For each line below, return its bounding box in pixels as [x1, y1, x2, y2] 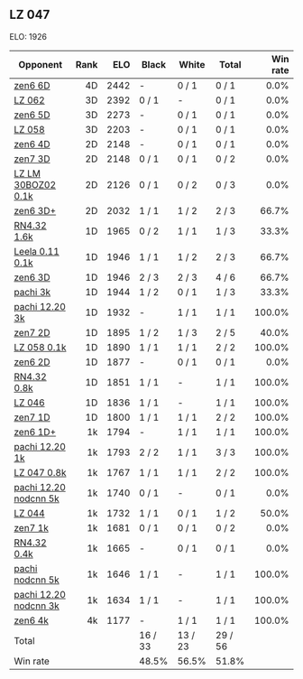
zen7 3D [14, 153, 50, 165]
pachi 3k [14, 285, 51, 298]
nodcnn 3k [14, 600, 60, 612]
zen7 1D [14, 411, 50, 423]
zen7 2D [14, 326, 50, 339]
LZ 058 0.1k [14, 340, 67, 353]
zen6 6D [14, 79, 50, 91]
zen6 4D [14, 137, 50, 150]
